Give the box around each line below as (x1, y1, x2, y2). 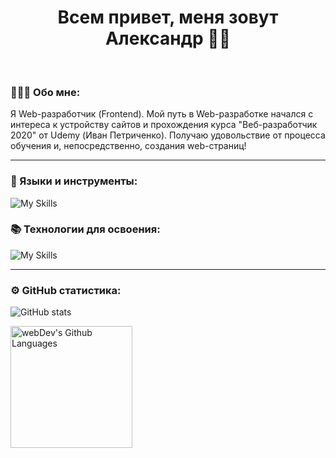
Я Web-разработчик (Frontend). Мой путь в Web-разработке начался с (10, 108, 314, 120)
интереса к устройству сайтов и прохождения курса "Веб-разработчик (10, 119, 318, 131)
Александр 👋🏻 (104, 27, 232, 50)
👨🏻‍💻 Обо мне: (10, 85, 81, 99)
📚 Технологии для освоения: (10, 222, 161, 236)
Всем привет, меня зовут (57, 6, 279, 29)
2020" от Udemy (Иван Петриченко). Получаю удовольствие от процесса (10, 129, 326, 141)
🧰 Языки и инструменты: (10, 174, 138, 188)
